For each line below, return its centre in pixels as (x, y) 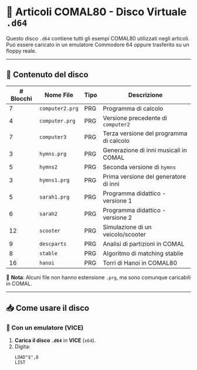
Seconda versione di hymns (139, 167)
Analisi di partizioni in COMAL (144, 244)
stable (48, 253)
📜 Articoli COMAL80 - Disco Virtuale (96, 12)
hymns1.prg (54, 180)
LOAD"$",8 (27, 357)
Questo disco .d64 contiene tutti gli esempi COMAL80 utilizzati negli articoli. (98, 38)
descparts (53, 244)
